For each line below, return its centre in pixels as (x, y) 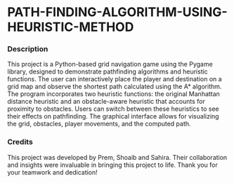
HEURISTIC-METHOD (71, 27)
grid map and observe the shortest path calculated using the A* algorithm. (115, 87)
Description (28, 49)
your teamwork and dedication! (53, 172)
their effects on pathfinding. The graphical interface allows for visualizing (113, 116)
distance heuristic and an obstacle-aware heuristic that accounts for (106, 102)
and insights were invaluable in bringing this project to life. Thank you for (112, 165)
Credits (20, 142)
